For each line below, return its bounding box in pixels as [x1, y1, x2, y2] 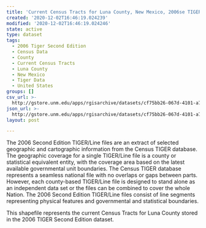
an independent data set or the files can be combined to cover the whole [6, 185, 190, 192]
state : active [6, 26, 43, 32]
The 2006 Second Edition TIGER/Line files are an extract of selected [6, 139, 179, 147]
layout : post [6, 117, 40, 123]
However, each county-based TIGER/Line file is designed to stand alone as [6, 178, 196, 185]
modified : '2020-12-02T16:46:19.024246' [6, 20, 112, 26]
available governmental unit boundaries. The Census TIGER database [6, 165, 182, 172]
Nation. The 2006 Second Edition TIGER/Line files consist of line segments [6, 191, 196, 199]
